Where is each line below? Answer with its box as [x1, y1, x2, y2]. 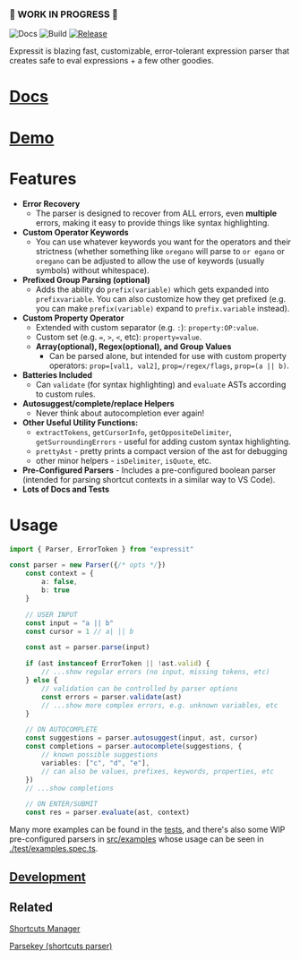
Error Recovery [21, 198, 81, 209]
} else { [25, 676, 58, 685]
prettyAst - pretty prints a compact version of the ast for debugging [35, 445, 288, 456]
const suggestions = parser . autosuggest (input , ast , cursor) [25, 733, 258, 742]
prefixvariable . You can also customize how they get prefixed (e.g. [35, 293, 287, 304]
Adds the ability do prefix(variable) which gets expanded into [35, 284, 270, 295]
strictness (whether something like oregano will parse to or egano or [35, 245, 285, 256]
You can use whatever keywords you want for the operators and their [35, 236, 291, 247]
